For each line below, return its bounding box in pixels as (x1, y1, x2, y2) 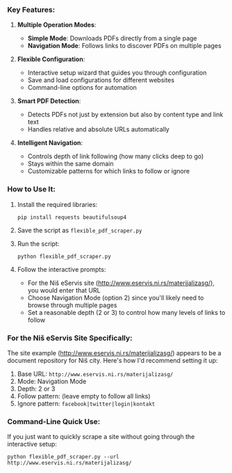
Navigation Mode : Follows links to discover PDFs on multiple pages (27, 42, 222, 50)
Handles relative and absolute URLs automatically (27, 125, 170, 134)
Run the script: (17, 239, 60, 248)
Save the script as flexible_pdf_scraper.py (17, 226, 142, 234)
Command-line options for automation (27, 84, 138, 92)
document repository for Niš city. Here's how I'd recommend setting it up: (7, 356, 218, 364)
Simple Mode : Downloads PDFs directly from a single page (27, 34, 197, 42)
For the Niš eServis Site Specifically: (7, 333, 133, 343)
